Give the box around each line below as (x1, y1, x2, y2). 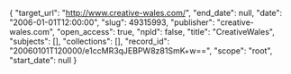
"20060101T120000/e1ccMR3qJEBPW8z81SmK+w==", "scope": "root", (9, 45, 273, 56)
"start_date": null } (9, 55, 77, 65)
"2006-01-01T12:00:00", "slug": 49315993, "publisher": (9, 17, 215, 28)
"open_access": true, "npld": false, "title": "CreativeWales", (57, 27, 275, 37)
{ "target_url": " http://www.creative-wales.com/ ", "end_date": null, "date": (9, 8, 283, 18)
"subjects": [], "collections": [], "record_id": (9, 36, 170, 46)
